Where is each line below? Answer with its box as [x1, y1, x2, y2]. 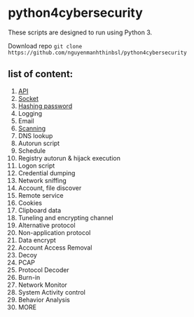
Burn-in [18, 273, 41, 281]
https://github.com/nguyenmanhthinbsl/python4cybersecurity [8, 49, 188, 56]
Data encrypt [18, 236, 57, 244]
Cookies [18, 198, 43, 207]
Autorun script [18, 139, 60, 147]
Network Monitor [18, 281, 67, 289]
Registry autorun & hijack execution [18, 154, 121, 162]
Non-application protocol [18, 228, 91, 236]
